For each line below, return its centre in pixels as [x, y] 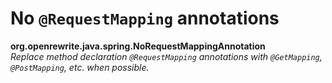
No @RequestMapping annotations [145, 18]
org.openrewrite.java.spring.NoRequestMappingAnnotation [138, 46]
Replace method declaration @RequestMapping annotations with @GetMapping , [166, 56]
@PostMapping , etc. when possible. [80, 67]
